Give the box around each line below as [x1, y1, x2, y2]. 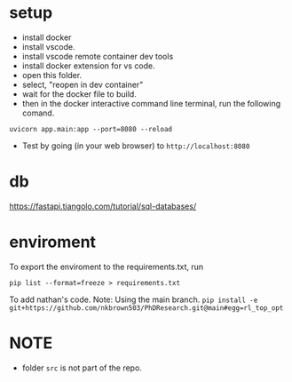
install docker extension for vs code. [21, 60, 155, 71]
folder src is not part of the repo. [21, 362, 142, 373]
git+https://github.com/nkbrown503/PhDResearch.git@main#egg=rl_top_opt [9, 303, 284, 313]
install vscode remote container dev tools [21, 51, 174, 61]
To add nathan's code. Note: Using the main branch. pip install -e [9, 294, 258, 305]
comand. [21, 107, 55, 118]
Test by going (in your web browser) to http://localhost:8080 [21, 140, 250, 151]
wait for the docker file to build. [21, 88, 138, 99]
